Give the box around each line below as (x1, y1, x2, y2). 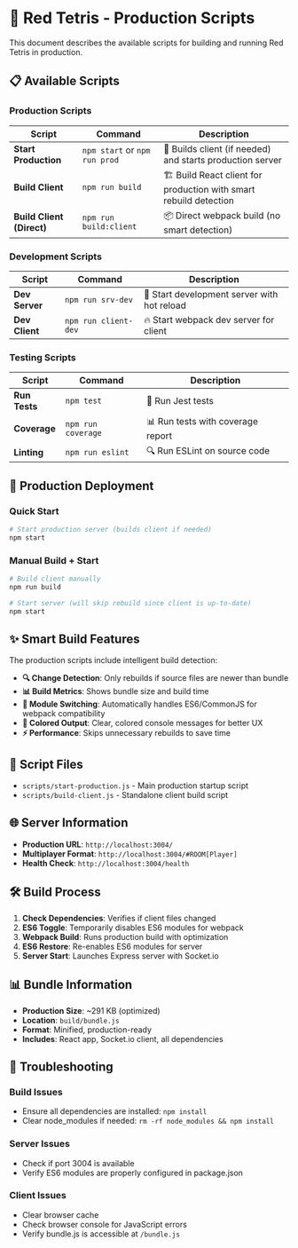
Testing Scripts (9, 351, 77, 363)
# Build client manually (9, 574, 101, 583)
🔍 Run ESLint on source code (145, 445, 271, 457)
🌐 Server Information (9, 816, 129, 831)
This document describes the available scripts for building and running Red (9, 37, 284, 48)
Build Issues (9, 1086, 64, 1098)
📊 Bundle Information (9, 977, 133, 992)
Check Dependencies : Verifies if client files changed (21, 912, 216, 923)
